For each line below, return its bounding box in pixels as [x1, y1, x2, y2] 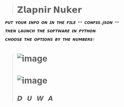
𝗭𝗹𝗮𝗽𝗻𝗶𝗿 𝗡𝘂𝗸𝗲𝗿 [16, 4, 82, 15]
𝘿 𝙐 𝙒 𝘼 [16, 94, 53, 103]
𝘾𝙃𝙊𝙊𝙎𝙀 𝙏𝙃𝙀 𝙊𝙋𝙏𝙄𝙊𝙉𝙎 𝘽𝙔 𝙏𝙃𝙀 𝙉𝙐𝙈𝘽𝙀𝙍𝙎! [5, 37, 95, 42]
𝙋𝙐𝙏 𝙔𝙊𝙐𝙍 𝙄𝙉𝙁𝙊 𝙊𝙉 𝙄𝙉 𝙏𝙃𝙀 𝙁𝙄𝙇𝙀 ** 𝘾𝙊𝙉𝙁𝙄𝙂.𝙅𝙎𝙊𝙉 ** [5, 20, 120, 25]
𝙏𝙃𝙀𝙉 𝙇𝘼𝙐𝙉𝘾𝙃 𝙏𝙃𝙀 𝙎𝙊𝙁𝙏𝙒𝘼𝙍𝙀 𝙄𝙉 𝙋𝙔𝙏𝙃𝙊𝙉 [5, 28, 96, 33]
